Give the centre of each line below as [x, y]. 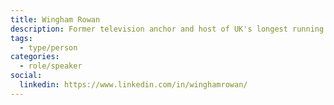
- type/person [48, 47]
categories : [35, 57]
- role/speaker [51, 66]
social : [26, 76]
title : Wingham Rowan [55, 19]
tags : [21, 38]
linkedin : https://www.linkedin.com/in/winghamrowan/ [133, 85]
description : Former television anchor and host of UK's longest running [167, 29]
